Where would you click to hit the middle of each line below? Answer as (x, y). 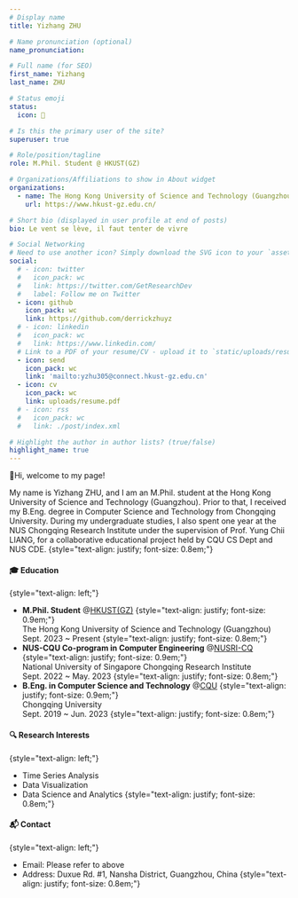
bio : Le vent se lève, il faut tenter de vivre (99, 228)
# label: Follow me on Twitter (79, 294)
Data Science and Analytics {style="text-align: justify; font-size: (138, 794)
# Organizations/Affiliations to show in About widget (113, 180)
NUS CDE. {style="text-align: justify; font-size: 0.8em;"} (111, 549)
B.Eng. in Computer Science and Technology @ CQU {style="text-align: (154, 686)
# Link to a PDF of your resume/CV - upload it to (113, 351)
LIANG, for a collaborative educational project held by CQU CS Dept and (141, 540)
